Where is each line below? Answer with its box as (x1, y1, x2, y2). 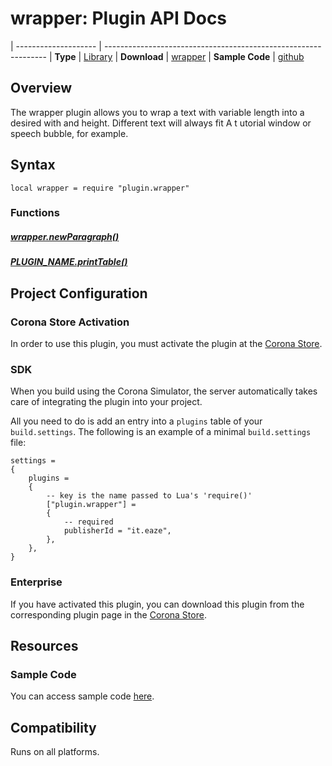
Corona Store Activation (10, 315, 130, 329)
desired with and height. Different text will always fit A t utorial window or (10, 117, 312, 129)
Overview (10, 80, 73, 97)
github (277, 50, 305, 62)
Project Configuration (10, 285, 148, 302)
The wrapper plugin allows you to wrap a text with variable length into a (10, 106, 305, 118)
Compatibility (10, 719, 97, 736)
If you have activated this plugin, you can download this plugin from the (10, 598, 305, 610)
